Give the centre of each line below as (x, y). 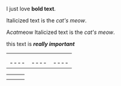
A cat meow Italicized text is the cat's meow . (60, 32)
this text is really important (41, 44)
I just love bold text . (31, 9)
